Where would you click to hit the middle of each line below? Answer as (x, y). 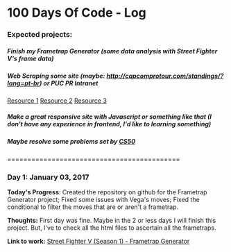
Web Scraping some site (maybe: (56, 76)
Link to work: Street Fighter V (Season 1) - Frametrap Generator (99, 242)
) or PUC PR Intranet (69, 83)
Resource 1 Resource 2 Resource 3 (57, 101)
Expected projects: (40, 35)
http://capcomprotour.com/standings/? (165, 76)
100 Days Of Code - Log (77, 13)
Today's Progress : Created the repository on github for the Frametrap (107, 192)
